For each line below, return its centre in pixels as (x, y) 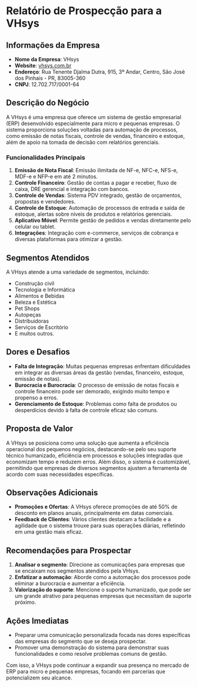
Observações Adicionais (52, 493)
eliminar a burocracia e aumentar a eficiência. (70, 584)
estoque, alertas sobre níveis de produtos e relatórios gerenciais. (93, 214)
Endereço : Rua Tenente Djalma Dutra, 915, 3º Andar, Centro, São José (100, 72)
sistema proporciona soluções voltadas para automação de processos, (92, 129)
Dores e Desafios (38, 352)
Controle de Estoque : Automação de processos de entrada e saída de (100, 208)
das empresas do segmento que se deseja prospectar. (81, 641)
